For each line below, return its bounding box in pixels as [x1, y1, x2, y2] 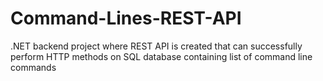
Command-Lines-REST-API [10, 7, 242, 30]
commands [10, 61, 57, 73]
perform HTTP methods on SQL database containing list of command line [10, 50, 313, 62]
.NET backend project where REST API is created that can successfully [10, 40, 303, 52]
